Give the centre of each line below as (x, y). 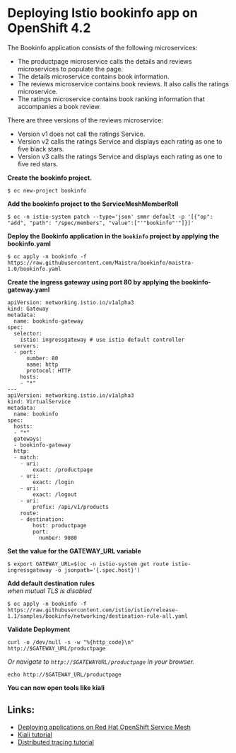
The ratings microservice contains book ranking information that (111, 99)
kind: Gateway (28, 309)
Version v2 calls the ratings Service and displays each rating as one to (120, 141)
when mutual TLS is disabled (49, 591)
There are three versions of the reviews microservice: (85, 120)
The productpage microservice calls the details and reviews (105, 61)
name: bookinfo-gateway (48, 321)
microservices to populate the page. (70, 69)
